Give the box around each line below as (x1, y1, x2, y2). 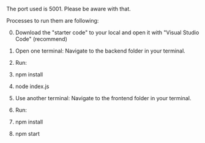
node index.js (15, 82, 50, 90)
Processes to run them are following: (6, 17, 99, 24)
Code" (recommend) (15, 35, 67, 42)
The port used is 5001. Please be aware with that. (6, 5, 132, 12)
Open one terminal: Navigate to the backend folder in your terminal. (15, 47, 185, 54)
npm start (15, 130, 40, 137)
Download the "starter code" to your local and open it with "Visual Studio (15, 29, 199, 36)
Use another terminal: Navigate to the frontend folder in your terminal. (15, 95, 192, 101)
